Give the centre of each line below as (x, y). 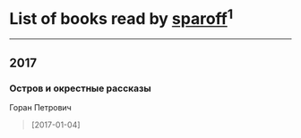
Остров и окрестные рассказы (81, 88)
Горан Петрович (40, 107)
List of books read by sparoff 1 (121, 17)
